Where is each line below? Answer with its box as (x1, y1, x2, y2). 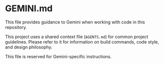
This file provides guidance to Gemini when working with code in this (5, 19, 145, 25)
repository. (5, 24, 27, 30)
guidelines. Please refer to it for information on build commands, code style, (5, 39, 159, 44)
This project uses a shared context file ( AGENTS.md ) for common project (5, 34, 149, 40)
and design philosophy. (5, 44, 53, 50)
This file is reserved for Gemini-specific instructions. (5, 53, 112, 59)
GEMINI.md (5, 3, 53, 14)
